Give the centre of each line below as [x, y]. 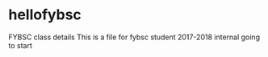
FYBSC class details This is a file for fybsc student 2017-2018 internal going [134, 37]
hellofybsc [45, 15]
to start [20, 45]
